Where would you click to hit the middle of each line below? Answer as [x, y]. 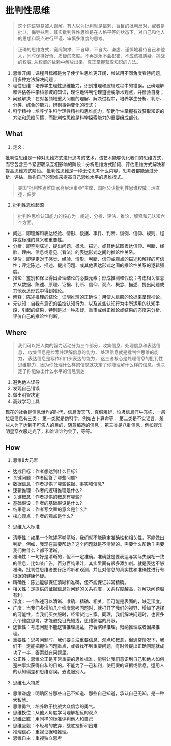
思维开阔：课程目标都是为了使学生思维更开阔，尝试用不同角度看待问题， [88, 73]
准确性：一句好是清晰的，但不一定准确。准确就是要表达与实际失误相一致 [88, 557]
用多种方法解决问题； [35, 79]
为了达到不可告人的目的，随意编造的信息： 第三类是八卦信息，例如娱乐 [88, 425]
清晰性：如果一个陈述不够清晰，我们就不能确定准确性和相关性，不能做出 [88, 538]
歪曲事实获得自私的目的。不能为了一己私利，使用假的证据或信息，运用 [86, 665]
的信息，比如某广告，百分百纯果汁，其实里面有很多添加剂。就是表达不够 [88, 563]
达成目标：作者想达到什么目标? [45, 471]
